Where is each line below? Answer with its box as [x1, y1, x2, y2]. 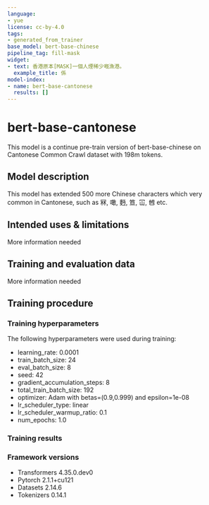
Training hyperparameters [7, 319, 99, 328]
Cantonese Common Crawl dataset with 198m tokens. [7, 150, 163, 159]
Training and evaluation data [7, 259, 135, 271]
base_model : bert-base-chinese [7, 43, 99, 50]
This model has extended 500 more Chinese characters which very [7, 189, 203, 198]
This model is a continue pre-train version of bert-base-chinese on [7, 143, 201, 152]
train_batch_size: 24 [17, 356, 76, 364]
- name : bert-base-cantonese [7, 83, 93, 90]
